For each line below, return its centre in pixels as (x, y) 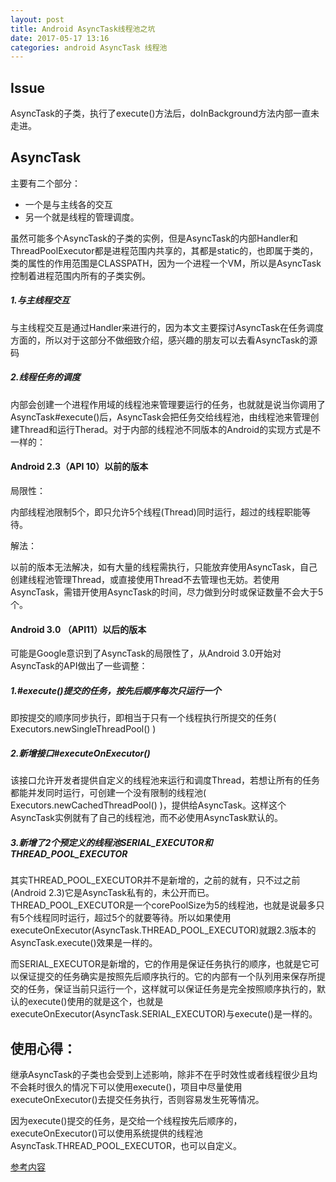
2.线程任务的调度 (45, 377)
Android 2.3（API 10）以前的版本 (79, 467)
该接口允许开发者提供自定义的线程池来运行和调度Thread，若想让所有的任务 (165, 780)
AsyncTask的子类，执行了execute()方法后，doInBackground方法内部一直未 (165, 113)
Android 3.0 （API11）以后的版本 (78, 629)
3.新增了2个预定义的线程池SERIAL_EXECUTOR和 (111, 842)
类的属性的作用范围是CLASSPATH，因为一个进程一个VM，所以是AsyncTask (166, 263)
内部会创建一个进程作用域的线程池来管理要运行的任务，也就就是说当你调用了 (168, 404)
